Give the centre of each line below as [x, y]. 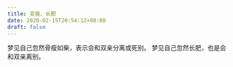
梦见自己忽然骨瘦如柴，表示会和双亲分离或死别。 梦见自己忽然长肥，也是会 [117, 48]
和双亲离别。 [26, 56]
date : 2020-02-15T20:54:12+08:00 [57, 20]
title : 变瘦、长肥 [32, 14]
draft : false [27, 27]
